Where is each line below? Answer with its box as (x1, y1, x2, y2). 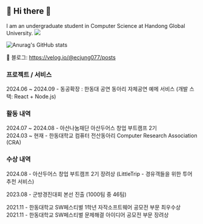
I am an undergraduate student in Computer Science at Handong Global (6, 22, 185, 29)
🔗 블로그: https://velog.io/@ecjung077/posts (6, 53, 116, 61)
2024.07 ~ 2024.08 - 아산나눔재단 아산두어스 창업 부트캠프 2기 (6, 124, 158, 132)
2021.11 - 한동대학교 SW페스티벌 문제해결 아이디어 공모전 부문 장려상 (6, 211, 169, 219)
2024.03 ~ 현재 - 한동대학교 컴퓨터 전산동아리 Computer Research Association (6, 132, 198, 140)
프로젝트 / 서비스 (6, 70, 52, 79)
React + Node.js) (14, 93, 56, 100)
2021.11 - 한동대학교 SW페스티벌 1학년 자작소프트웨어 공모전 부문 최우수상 (6, 203, 181, 211)
